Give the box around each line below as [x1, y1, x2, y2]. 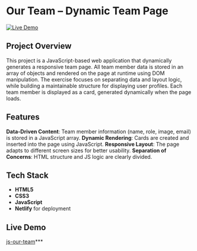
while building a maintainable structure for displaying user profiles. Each [6, 82, 183, 89]
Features [6, 112, 40, 123]
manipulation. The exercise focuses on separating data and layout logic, [6, 76, 182, 83]
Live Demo [6, 222, 46, 233]
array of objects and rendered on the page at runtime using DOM [6, 70, 165, 77]
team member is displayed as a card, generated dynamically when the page [6, 88, 192, 96]
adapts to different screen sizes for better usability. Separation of [6, 147, 167, 154]
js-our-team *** [6, 238, 43, 245]
